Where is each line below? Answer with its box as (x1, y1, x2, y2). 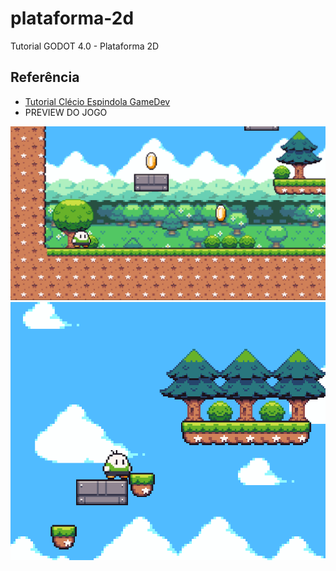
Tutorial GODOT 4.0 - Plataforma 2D (10, 40, 160, 52)
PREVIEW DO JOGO (24, 106, 108, 118)
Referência (10, 69, 80, 86)
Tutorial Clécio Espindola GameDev (24, 95, 171, 107)
